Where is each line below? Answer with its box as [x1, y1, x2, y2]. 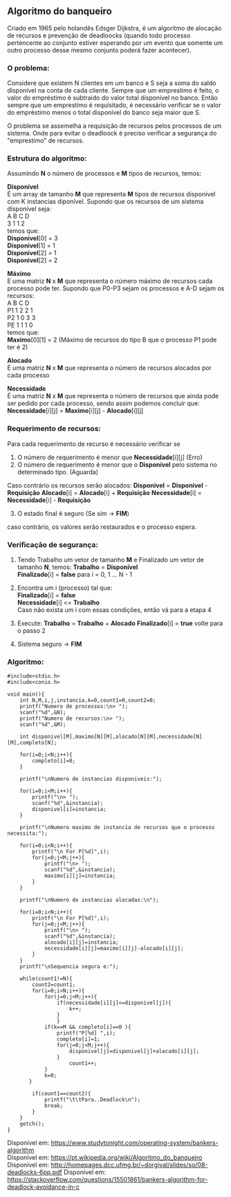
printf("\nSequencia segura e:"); [19, 963, 119, 970]
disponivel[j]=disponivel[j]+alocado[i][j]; [68, 1048, 199, 1055]
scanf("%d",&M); [19, 721, 67, 728]
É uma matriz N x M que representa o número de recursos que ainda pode [7, 392, 219, 400]
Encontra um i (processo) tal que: [17, 584, 113, 592]
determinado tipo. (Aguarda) [17, 467, 99, 476]
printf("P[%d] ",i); [56, 1030, 116, 1037]
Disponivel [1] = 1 [7, 241, 55, 250]
